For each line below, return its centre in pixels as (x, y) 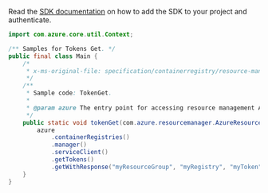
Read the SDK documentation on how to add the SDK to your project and (128, 12)
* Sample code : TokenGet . (69, 93)
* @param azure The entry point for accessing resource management (140, 108)
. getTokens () (72, 160)
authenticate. (30, 20)
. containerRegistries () (90, 137)
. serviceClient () (80, 152)
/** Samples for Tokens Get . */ (62, 48)
